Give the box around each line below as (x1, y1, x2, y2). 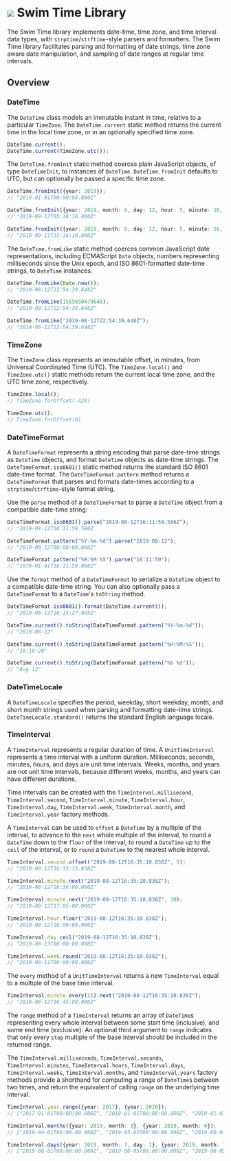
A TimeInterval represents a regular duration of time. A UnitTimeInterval (7, 745, 214, 753)
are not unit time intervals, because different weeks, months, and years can (7, 767, 221, 775)
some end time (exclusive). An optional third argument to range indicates (7, 1026, 212, 1034)
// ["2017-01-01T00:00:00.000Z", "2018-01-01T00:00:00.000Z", (7, 1110, 189, 1117)
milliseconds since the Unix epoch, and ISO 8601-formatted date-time (7, 259, 205, 267)
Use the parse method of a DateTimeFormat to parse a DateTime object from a (7, 498, 223, 506)
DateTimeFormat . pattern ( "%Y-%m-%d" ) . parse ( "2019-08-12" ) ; (7, 537, 177, 545)
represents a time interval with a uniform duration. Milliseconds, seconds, (7, 753, 215, 761)
